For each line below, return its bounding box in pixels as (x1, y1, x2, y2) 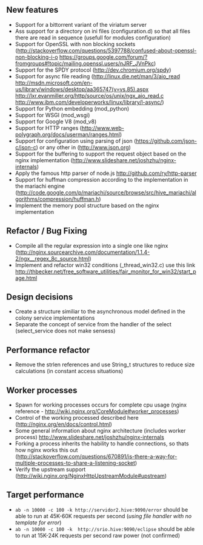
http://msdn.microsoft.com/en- (15, 79, 93, 86)
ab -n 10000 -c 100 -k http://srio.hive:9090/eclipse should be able (15, 525, 195, 532)
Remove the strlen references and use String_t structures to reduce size (15, 361, 195, 368)
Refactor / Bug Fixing (6, 226, 87, 236)
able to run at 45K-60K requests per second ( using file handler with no (15, 512, 192, 519)
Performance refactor (6, 344, 90, 355)
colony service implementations (15, 314, 95, 321)
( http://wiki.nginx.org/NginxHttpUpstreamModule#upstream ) (15, 472, 167, 479)
